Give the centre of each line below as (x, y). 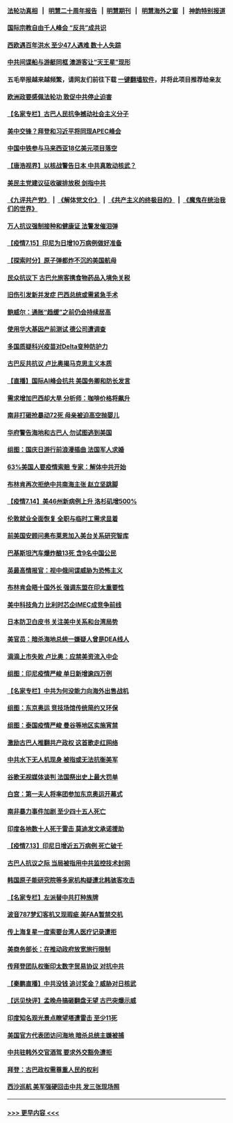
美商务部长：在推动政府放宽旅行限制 (59, 949)
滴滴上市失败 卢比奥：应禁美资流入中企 (63, 656)
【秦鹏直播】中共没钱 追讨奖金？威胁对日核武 (72, 983)
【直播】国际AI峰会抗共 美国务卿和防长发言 (69, 381)
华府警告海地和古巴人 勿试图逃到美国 (60, 432)
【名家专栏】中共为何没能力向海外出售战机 (68, 691)
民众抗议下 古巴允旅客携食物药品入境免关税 (69, 278)
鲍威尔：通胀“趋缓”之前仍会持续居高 (59, 312)
